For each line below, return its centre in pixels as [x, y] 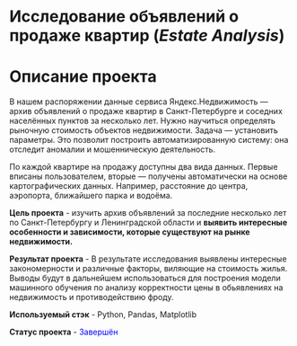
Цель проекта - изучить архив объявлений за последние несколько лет [148, 213]
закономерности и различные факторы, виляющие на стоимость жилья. [148, 269]
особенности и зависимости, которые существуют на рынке [130, 232]
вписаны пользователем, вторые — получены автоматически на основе [148, 176]
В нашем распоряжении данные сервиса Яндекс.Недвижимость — [139, 102]
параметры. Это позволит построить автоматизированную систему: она [149, 140]
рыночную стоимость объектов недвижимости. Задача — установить [144, 130]
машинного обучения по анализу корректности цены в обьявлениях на [146, 288]
